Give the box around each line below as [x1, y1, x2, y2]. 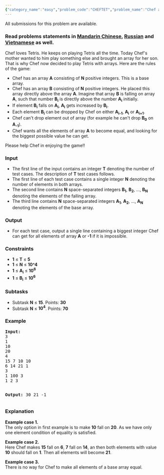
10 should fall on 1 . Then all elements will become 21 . [5, 449, 112, 455]
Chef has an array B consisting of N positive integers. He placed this [12, 85, 150, 91]
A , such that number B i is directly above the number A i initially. [12, 96, 139, 103]
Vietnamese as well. [5, 39, 54, 46]
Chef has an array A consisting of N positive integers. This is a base [12, 75, 149, 81]
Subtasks [5, 288, 28, 295]
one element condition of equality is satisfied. [5, 429, 97, 435]
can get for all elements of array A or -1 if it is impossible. [12, 233, 128, 239]
